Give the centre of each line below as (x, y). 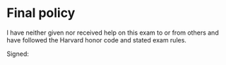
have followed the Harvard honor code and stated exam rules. (96, 40)
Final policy (41, 13)
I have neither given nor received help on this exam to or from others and (113, 32)
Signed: (18, 54)
